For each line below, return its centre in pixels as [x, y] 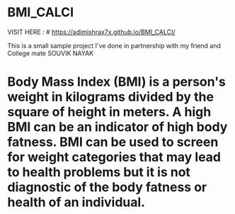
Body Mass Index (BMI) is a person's [117, 82]
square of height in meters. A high [109, 112]
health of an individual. [76, 202]
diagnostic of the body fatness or [107, 187]
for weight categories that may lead [114, 157]
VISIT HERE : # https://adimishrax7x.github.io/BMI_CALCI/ [91, 32]
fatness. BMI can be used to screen [113, 142]
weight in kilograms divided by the [111, 97]
